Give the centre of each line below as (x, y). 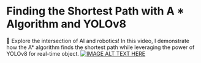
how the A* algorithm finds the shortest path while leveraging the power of (100, 47)
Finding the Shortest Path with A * (96, 11)
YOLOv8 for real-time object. (43, 53)
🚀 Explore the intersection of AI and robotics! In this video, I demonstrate (98, 41)
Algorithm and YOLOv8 (66, 24)
